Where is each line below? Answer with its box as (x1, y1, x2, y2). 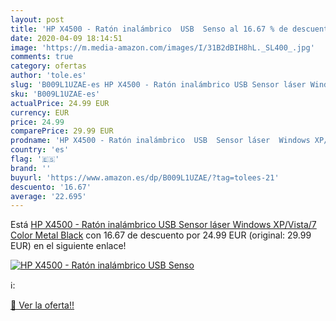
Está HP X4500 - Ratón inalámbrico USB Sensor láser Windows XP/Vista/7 (10, 219, 317, 231)
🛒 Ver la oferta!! (10, 299, 75, 311)
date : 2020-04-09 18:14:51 (10, 33, 123, 43)
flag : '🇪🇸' (10, 154, 60, 164)
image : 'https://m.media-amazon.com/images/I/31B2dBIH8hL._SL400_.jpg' (10, 42, 315, 53)
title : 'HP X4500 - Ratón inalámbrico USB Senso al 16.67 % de (10, 24, 288, 34)
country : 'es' (10, 145, 70, 155)
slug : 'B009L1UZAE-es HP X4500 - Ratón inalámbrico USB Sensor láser (10, 80, 307, 90)
